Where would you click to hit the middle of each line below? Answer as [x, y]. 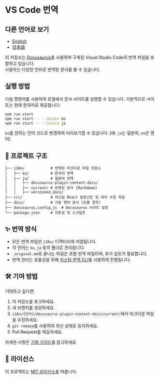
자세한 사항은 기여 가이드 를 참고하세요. [41, 342]
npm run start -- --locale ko [36, 119]
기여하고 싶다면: [20, 291]
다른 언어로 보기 [27, 29]
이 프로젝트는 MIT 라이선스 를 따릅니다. [41, 371]
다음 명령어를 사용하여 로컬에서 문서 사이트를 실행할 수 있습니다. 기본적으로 [75, 99]
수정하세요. [28, 320]
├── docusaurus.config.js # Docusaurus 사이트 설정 [57, 208]
